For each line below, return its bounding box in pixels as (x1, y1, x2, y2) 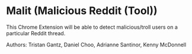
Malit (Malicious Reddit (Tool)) (6, 4, 158, 18)
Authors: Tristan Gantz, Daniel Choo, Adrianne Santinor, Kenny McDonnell (6, 41, 187, 48)
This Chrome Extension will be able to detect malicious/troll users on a (6, 23, 178, 31)
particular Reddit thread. (6, 29, 66, 36)
